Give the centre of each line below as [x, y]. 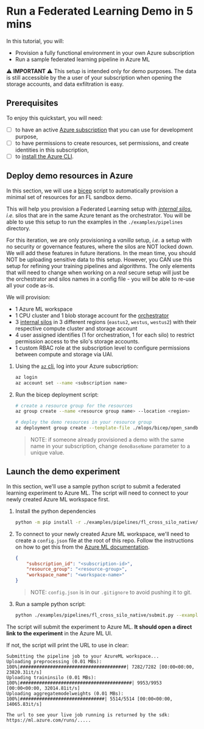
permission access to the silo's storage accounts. [77, 341]
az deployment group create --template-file [72, 428]
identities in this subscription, [52, 150]
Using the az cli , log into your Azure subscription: [77, 366]
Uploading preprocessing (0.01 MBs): [54, 661]
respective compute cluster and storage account [76, 328]
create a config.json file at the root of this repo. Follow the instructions [104, 540]
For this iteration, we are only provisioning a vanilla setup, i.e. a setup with [99, 240]
